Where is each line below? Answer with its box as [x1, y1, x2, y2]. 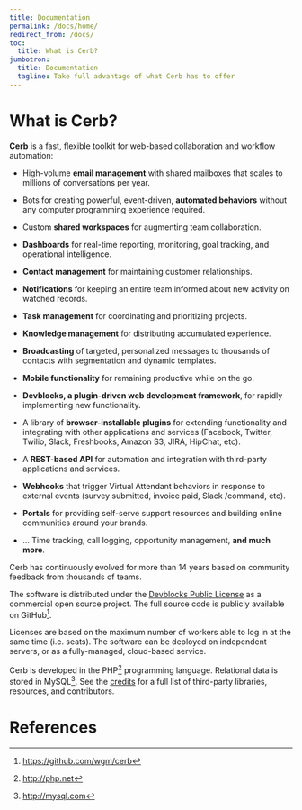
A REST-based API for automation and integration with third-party [22, 453, 268, 464]
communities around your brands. [22, 517, 148, 528]
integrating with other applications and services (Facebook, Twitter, [22, 426, 272, 437]
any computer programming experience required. [22, 204, 206, 214]
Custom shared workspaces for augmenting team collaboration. [22, 222, 262, 232]
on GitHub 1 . [9, 607, 52, 620]
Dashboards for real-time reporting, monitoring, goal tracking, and [22, 239, 270, 250]
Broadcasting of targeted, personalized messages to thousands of [22, 345, 271, 356]
